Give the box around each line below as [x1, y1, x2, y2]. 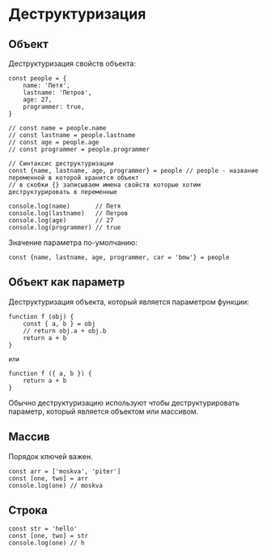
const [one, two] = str [8, 532, 89, 540]
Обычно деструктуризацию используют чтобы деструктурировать [8, 398, 240, 407]
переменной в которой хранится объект [8, 174, 139, 182]
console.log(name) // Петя [8, 202, 121, 210]
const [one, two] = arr [8, 474, 89, 483]
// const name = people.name [8, 124, 107, 132]
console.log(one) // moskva [8, 481, 104, 489]
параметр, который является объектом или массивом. [8, 407, 199, 416]
